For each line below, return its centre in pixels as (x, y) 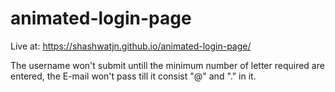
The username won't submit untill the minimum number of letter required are (167, 65)
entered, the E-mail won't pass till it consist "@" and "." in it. (133, 76)
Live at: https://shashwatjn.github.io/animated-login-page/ (131, 46)
